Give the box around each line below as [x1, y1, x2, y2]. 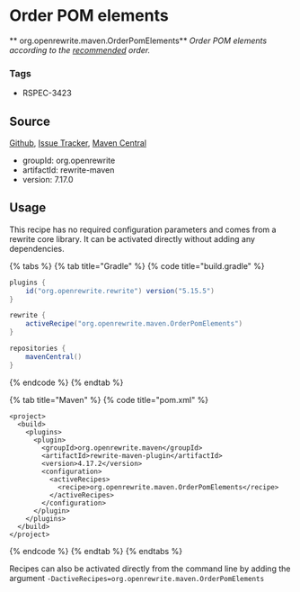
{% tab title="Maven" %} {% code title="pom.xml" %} [9, 394, 209, 405]
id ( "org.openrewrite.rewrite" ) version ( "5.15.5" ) [25, 286, 216, 295]
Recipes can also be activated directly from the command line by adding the [9, 563, 291, 574]
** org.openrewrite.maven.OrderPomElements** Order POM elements [9, 35, 268, 46]
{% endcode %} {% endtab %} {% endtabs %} [9, 545, 182, 556]
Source [9, 113, 51, 129]
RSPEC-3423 [22, 87, 72, 99]
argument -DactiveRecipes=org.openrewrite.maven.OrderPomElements [9, 572, 265, 583]
